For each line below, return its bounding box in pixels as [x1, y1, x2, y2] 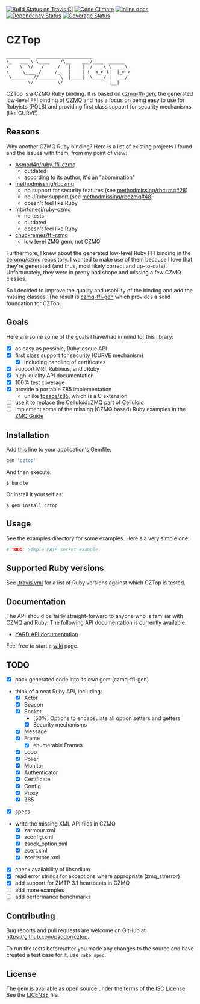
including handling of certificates [23, 358, 106, 365]
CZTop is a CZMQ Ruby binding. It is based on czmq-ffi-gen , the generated [6, 90, 193, 97]
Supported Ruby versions [6, 563, 104, 573]
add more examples [14, 886, 64, 894]
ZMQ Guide [14, 412, 44, 420]
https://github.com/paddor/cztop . [6, 933, 89, 941]
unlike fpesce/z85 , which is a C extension [23, 393, 128, 399]
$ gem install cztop [6, 502, 58, 508]
